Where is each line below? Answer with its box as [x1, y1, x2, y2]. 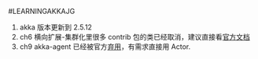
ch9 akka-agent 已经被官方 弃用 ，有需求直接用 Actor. [19, 42, 191, 51]
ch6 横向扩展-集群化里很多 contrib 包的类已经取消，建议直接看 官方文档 [19, 33, 250, 41]
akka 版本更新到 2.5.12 [19, 23, 93, 32]
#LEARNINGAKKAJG [8, 7, 76, 16]
